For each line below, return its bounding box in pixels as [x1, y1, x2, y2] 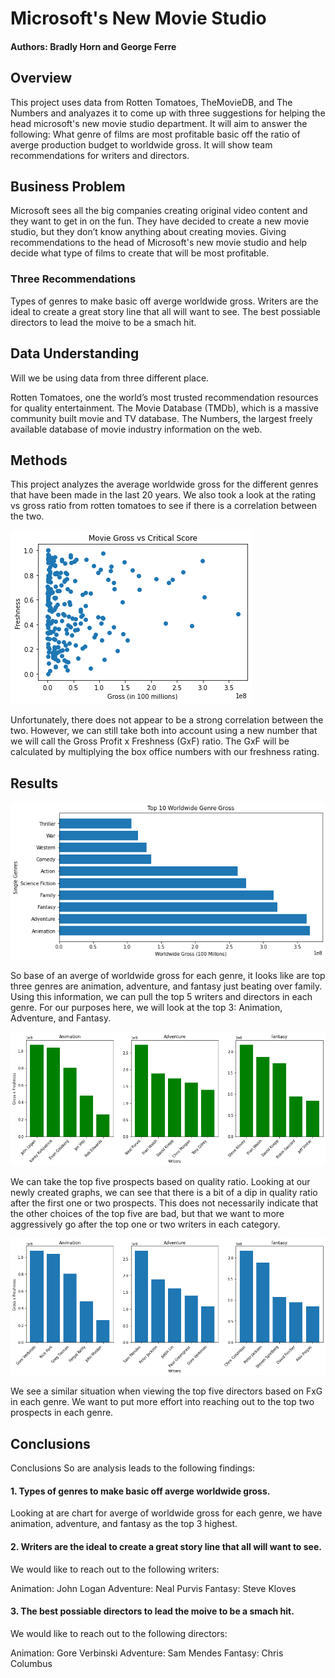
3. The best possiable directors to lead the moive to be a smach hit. [10, 1605, 295, 1617]
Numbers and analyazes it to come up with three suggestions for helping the [10, 107, 326, 119]
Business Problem [10, 178, 126, 195]
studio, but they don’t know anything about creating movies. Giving [10, 226, 287, 238]
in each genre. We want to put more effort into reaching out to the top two [10, 1396, 315, 1408]
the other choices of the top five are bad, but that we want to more [10, 1207, 285, 1219]
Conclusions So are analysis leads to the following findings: [10, 1462, 256, 1474]
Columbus [10, 1657, 53, 1669]
